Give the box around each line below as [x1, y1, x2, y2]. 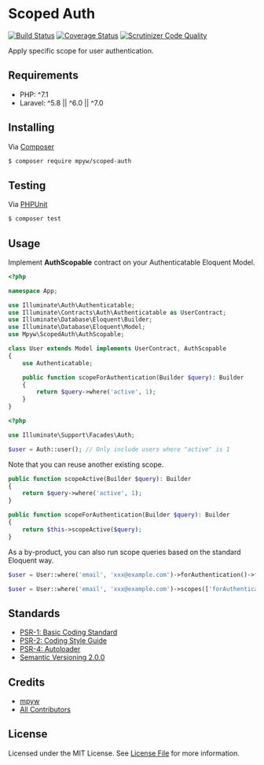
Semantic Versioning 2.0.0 [19, 652, 105, 662]
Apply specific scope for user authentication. [8, 46, 155, 55]
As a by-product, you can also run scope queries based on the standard [8, 547, 241, 556]
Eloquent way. [8, 556, 54, 565]
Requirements [8, 68, 79, 83]
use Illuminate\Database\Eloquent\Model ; [8, 323, 146, 331]
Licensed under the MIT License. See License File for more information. [8, 748, 240, 758]
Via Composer [8, 142, 55, 151]
